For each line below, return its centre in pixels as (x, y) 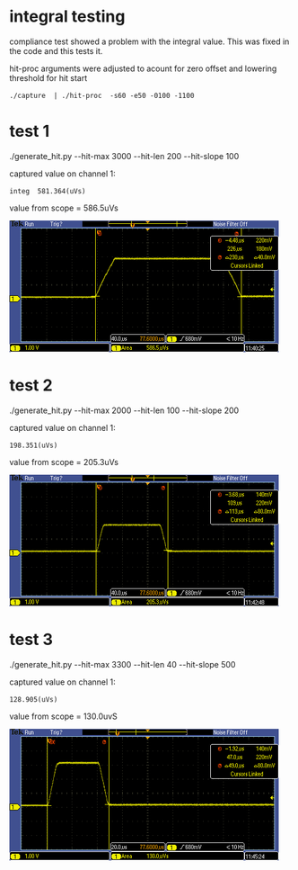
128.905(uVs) (34, 699)
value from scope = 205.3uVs (64, 462)
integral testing (67, 17)
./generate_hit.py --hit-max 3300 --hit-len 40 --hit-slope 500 (123, 664)
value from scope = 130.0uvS (64, 716)
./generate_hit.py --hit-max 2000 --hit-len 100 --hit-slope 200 (124, 410)
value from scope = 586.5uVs (64, 208)
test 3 (31, 640)
